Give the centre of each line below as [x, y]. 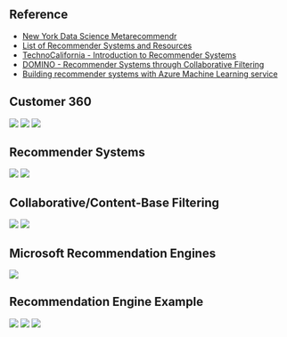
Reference [39, 15]
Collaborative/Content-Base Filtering [115, 202]
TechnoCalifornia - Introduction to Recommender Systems [129, 55]
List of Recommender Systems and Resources [107, 45]
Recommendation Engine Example [106, 302]
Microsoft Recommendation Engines [113, 253]
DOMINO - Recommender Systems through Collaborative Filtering [143, 64]
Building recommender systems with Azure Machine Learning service [150, 74]
